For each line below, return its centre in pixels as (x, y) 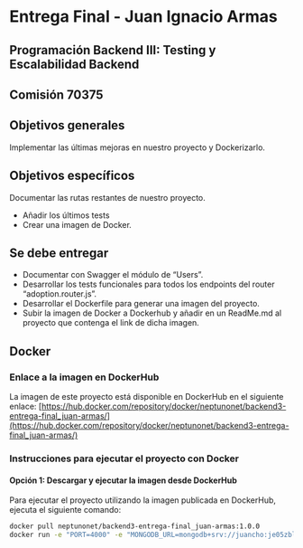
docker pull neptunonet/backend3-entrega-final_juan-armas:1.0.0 (134, 526)
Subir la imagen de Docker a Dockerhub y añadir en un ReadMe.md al (152, 313)
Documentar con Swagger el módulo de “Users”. (113, 275)
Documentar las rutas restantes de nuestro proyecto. (107, 197)
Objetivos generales (67, 125)
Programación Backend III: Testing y (113, 50)
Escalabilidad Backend (74, 64)
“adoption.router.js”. (60, 294)
